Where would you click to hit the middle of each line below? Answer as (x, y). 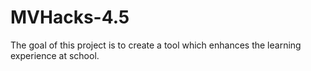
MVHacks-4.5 (70, 17)
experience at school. (55, 55)
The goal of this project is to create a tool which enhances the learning (156, 45)
